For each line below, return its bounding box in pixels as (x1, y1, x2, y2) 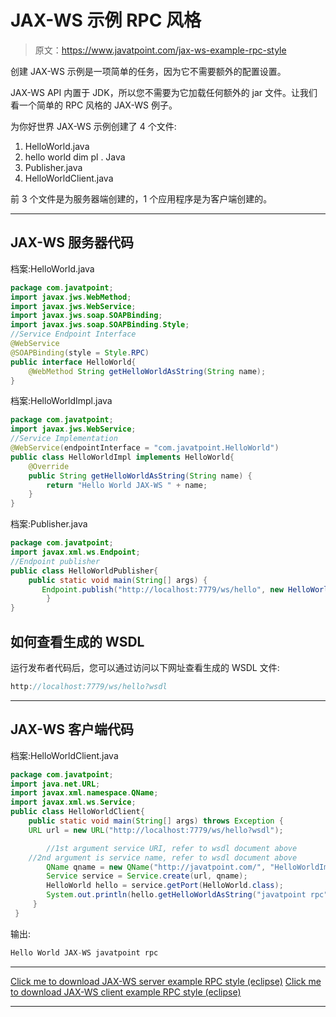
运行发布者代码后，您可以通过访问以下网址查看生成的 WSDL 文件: (10, 661, 280, 673)
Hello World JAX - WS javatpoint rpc (10, 947, 159, 958)
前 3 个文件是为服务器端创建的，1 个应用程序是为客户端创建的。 (10, 192, 273, 205)
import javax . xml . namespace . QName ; (10, 788, 159, 798)
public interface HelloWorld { (10, 357, 137, 367)
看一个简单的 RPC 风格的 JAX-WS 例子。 (10, 99, 178, 111)
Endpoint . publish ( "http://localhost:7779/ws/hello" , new (41, 584, 284, 595)
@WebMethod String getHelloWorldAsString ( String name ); (28, 366, 267, 376)
